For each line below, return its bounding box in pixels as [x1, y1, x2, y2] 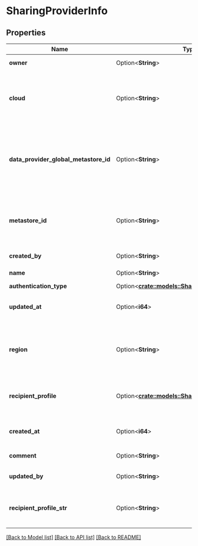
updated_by [9, 472, 44, 480]
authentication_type [9, 282, 67, 290]
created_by [9, 252, 42, 260]
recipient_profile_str [9, 504, 68, 512]
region [9, 346, 28, 353]
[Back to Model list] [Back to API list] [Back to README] [6, 534, 141, 541]
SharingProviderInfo [6, 4, 108, 18]
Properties [6, 28, 46, 38]
